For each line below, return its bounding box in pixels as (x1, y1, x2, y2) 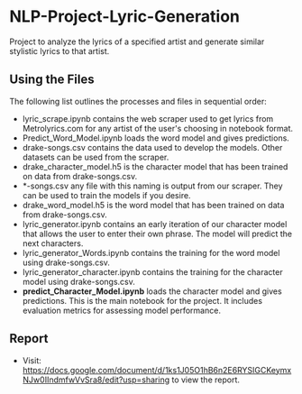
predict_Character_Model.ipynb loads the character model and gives (22, 286, 282, 297)
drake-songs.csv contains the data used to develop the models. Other (22, 142, 283, 152)
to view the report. (170, 374, 241, 385)
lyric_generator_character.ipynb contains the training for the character (22, 266, 283, 277)
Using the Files (9, 72, 95, 87)
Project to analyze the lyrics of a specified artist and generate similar (9, 36, 265, 47)
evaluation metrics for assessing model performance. (22, 305, 221, 316)
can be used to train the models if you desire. (22, 189, 191, 200)
